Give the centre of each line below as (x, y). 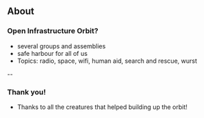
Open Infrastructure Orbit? (53, 31)
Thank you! (27, 92)
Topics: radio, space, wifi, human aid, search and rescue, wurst (107, 61)
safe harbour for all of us (52, 53)
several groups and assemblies (61, 46)
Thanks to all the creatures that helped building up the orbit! (102, 107)
